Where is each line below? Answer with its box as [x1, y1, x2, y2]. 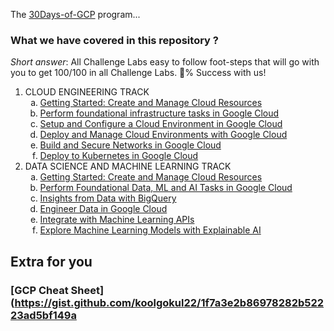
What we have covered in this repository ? [10, 33, 219, 47]
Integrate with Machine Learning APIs [39, 214, 195, 226]
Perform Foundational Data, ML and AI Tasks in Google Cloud [39, 182, 293, 194]
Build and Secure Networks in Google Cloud [39, 139, 222, 151]
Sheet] [70, 283, 105, 297]
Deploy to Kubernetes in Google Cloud [39, 150, 199, 162]
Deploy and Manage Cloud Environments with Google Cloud [39, 129, 288, 141]
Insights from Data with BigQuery [39, 192, 177, 204]
